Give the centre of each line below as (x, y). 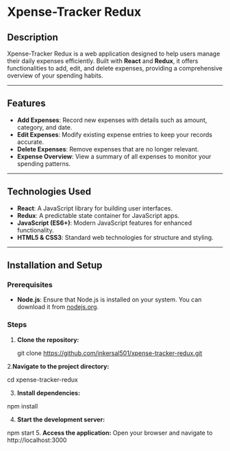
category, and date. (44, 127)
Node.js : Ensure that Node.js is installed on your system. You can (109, 300)
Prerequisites (30, 284)
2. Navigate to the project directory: (58, 366)
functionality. (35, 230)
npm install (23, 406)
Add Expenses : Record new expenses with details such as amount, (112, 120)
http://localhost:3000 (37, 440)
